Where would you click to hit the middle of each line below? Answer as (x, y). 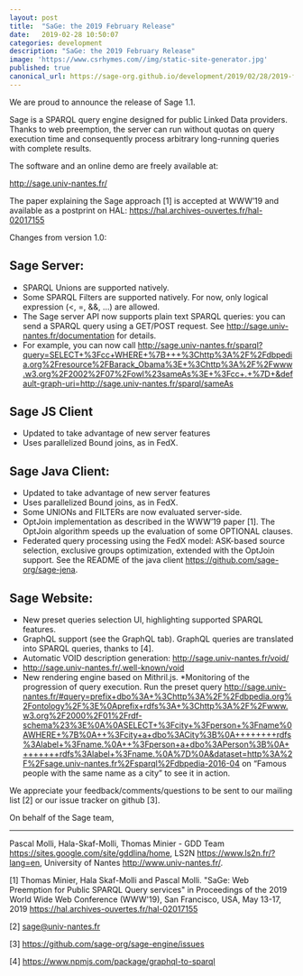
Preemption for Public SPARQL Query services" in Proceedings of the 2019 (148, 890)
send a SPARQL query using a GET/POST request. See (124, 326)
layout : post (34, 18)
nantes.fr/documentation (69, 336)
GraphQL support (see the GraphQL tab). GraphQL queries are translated (158, 639)
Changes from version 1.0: (58, 237)
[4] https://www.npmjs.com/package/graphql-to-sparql (112, 961)
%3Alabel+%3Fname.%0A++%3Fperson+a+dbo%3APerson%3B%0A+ (156, 744)
